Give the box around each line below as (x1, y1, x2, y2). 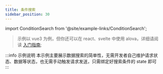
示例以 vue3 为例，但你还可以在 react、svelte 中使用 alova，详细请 (17, 36, 155, 41)
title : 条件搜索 (5, 7, 36, 12)
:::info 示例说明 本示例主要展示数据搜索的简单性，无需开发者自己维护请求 (5, 52, 154, 58)
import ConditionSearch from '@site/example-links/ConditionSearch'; (5, 25, 147, 31)
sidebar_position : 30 (5, 12, 50, 17)
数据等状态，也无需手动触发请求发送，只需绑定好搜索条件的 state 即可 (13, 58, 157, 64)
